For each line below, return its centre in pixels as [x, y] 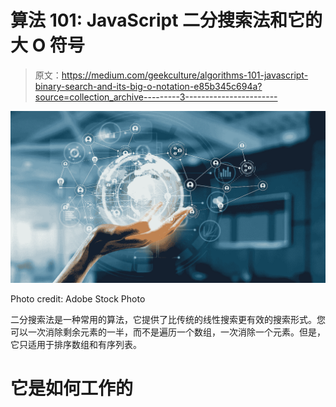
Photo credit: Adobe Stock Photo [78, 298]
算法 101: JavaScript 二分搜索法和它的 [166, 20]
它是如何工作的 [72, 388]
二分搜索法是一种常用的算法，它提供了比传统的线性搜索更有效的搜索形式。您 [168, 319]
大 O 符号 [47, 45]
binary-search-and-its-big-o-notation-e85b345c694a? [148, 86]
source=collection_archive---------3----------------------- [156, 97]
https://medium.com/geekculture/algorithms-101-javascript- [185, 75]
